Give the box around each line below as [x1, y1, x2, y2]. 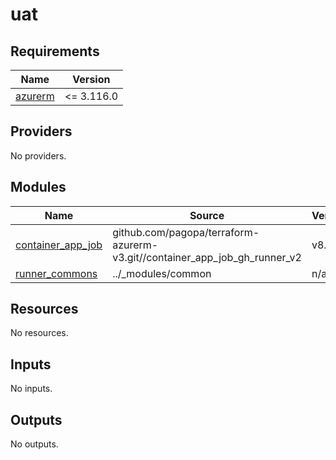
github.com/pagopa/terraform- [112, 225, 260, 239]
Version [72, 73, 111, 86]
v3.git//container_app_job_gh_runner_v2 [112, 250, 302, 264]
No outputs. [10, 438, 59, 450]
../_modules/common [112, 266, 212, 280]
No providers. [10, 149, 67, 162]
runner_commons [15, 266, 98, 280]
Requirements [10, 43, 100, 60]
